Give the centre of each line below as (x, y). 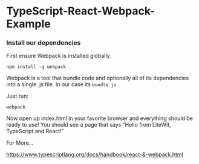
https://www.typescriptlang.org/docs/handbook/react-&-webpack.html (95, 154)
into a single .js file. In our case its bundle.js (61, 84)
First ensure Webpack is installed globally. (59, 56)
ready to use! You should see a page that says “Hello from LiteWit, (89, 125)
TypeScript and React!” (35, 131)
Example (28, 24)
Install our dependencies (44, 43)
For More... (20, 143)
